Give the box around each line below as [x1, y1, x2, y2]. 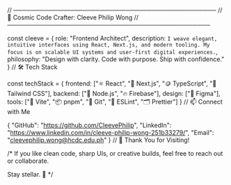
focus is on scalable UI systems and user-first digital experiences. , [7, 48, 218, 56]
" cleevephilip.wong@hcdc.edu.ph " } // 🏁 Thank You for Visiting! [7, 136, 190, 144]
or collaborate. [7, 156, 49, 165]
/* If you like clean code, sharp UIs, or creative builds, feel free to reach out [7, 150, 223, 157]
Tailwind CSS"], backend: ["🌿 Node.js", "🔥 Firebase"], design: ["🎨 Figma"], [7, 90, 221, 97]
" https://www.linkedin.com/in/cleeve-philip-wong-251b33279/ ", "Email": [7, 129, 214, 136]
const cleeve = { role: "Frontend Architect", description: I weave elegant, [7, 34, 218, 42]
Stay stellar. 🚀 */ [7, 170, 54, 178]
